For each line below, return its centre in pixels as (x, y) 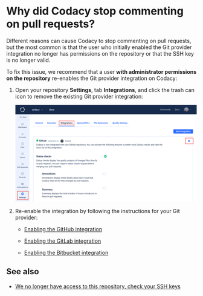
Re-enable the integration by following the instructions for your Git (97, 211)
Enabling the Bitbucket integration (66, 253)
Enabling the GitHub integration (63, 229)
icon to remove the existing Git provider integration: (79, 96)
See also (23, 271)
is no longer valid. (28, 60)
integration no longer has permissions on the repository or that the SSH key (100, 53)
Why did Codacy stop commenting (95, 11)
